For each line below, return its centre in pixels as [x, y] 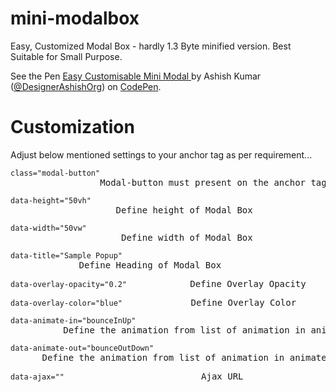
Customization [72, 127]
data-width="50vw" [48, 228]
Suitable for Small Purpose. [66, 56]
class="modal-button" [55, 173]
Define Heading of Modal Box [150, 265]
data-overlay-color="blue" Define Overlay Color [153, 302]
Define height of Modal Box [184, 210]
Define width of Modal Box [187, 237]
